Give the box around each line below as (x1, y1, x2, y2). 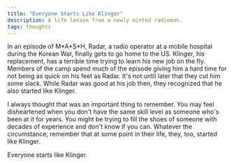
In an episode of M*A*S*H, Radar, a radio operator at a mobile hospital (7, 43, 213, 51)
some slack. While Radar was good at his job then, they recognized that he (7, 80, 222, 88)
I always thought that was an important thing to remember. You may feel (7, 100, 214, 109)
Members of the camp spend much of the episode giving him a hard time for (7, 64, 227, 73)
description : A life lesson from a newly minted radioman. (7, 17, 183, 24)
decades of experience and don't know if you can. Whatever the (7, 123, 193, 131)
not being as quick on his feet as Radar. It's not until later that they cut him (7, 72, 221, 80)
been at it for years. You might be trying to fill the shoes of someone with (7, 115, 217, 123)
